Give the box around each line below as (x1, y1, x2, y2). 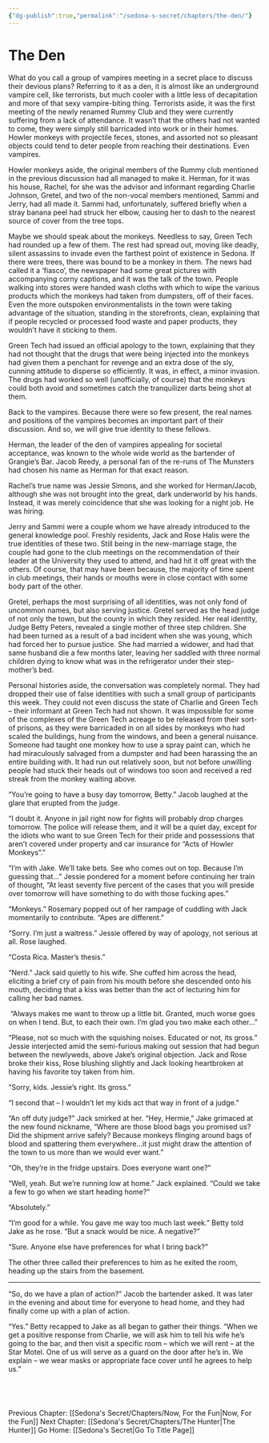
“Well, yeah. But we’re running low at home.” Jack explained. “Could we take (8, 1178, 261, 1188)
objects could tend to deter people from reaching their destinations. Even (8, 141, 250, 151)
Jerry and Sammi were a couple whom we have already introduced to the (8, 521, 251, 531)
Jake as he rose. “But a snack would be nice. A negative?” (8, 1226, 200, 1236)
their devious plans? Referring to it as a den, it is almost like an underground (8, 81, 259, 90)
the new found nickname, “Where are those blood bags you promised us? (8, 1122, 251, 1131)
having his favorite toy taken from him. (8, 1067, 135, 1076)
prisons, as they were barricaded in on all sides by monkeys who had (17, 722, 246, 733)
